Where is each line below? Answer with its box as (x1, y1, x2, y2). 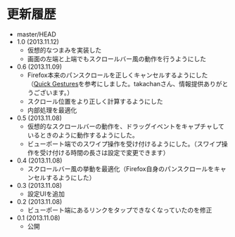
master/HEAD (16, 29, 57, 39)
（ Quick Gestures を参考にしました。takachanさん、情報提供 (27, 79, 204, 88)
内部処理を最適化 (27, 106, 77, 114)
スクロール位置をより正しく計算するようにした (27, 97, 163, 105)
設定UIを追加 (27, 189, 65, 198)
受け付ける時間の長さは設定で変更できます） (39, 148, 170, 156)
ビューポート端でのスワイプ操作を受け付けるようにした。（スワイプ (27, 140, 222, 148)
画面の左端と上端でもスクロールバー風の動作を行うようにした (27, 54, 207, 63)
